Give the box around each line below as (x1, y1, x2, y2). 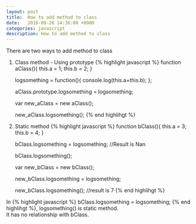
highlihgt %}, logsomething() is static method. (6, 205, 119, 212)
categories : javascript (6, 25, 66, 32)
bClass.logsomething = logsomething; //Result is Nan (14, 141, 146, 148)
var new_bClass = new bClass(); (14, 164, 94, 171)
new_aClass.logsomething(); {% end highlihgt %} (14, 111, 136, 119)
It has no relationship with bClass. (6, 211, 89, 218)
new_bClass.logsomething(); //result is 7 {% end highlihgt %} (14, 187, 165, 194)
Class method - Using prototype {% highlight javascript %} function (14, 59, 182, 66)
